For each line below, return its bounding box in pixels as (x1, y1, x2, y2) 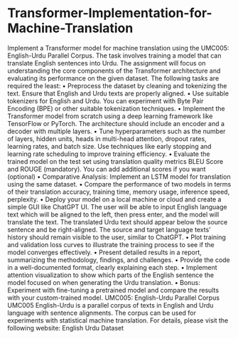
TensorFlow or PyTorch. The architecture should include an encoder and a (7, 119, 225, 127)
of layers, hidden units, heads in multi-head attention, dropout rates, (7, 134, 207, 143)
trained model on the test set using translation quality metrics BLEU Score (7, 157, 224, 165)
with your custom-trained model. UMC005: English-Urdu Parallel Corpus (7, 293, 220, 302)
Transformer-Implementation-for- (7, 5, 212, 21)
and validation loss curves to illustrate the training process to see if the (7, 240, 215, 249)
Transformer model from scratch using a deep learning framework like (7, 112, 213, 120)
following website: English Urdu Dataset (7, 323, 124, 332)
